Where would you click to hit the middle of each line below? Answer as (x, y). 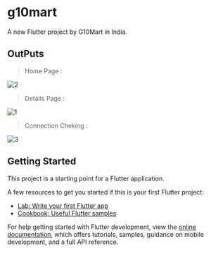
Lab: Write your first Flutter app (63, 206)
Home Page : (43, 70)
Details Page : (45, 98)
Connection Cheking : (56, 125)
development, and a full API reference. (63, 242)
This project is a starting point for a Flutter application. (86, 178)
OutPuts (26, 54)
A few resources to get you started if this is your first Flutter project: (105, 192)
